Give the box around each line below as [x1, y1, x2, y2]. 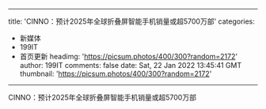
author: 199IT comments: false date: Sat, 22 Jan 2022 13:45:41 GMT [19, 61, 242, 70]
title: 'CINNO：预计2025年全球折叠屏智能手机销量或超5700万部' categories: [8, 17, 256, 26]
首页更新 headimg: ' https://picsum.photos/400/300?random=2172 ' [19, 52, 238, 61]
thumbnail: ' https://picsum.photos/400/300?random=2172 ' [19, 69, 212, 78]
